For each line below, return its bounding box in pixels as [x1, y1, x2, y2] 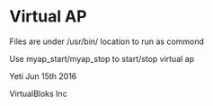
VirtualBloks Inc [9, 88, 67, 99]
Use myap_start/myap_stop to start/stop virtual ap [9, 53, 195, 64]
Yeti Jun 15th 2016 [9, 70, 77, 82]
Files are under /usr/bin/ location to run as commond [9, 36, 205, 47]
